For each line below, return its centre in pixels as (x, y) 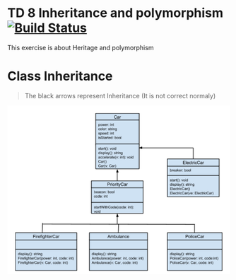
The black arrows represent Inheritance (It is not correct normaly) (120, 95)
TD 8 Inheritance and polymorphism (116, 13)
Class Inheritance (60, 76)
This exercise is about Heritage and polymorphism (81, 47)
